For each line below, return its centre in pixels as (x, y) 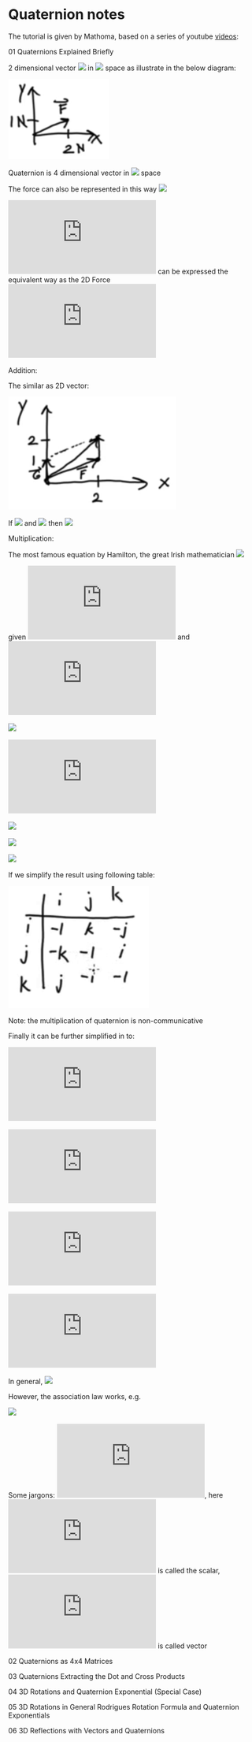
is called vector (182, 1646)
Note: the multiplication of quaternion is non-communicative (106, 1020)
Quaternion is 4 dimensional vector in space (85, 173)
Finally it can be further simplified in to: (72, 1036)
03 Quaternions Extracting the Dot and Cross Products (96, 1676)
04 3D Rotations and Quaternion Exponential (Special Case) (105, 1692)
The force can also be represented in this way (83, 189)
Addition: (23, 370)
